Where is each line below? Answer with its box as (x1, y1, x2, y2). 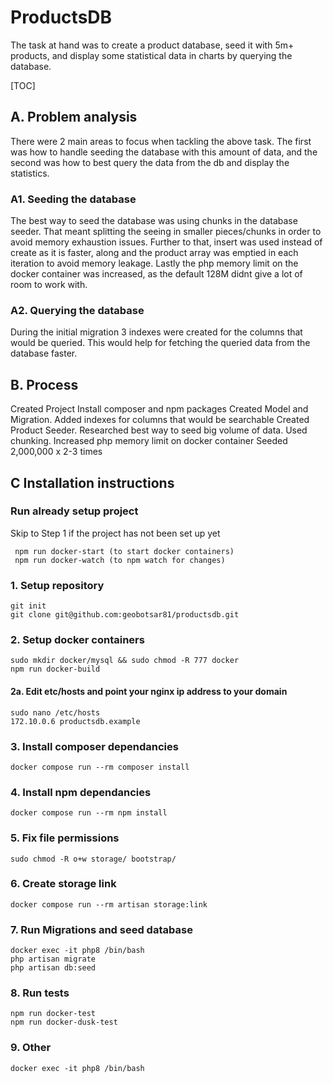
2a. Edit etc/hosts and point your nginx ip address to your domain (10, 686, 288, 698)
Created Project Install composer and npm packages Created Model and (10, 403, 309, 415)
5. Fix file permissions (10, 831, 120, 845)
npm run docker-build (10, 664, 101, 675)
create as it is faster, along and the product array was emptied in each (10, 247, 299, 259)
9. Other (10, 1041, 52, 1055)
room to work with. (10, 279, 88, 291)
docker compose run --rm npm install (10, 808, 168, 818)
